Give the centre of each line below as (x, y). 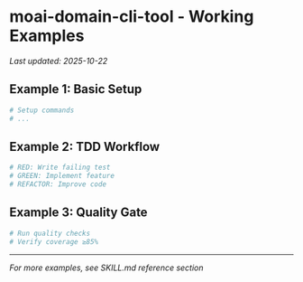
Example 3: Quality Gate (78, 213)
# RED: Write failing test (60, 168)
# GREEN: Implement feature (62, 176)
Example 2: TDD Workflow (85, 146)
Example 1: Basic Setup (76, 89)
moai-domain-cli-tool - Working (132, 17)
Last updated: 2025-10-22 (59, 61)
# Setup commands (42, 110)
